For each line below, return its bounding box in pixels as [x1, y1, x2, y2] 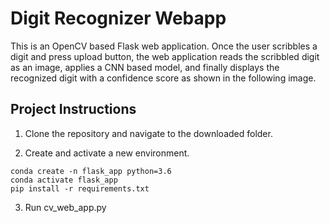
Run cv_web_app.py [24, 201, 107, 213]
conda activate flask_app [10, 175, 118, 185]
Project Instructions [10, 101, 137, 118]
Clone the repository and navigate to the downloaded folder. [24, 127, 273, 139]
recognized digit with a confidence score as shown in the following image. [10, 72, 317, 84]
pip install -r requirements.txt [10, 183, 150, 194]
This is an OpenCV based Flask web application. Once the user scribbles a [10, 40, 318, 52]
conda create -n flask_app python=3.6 [10, 166, 172, 176]
